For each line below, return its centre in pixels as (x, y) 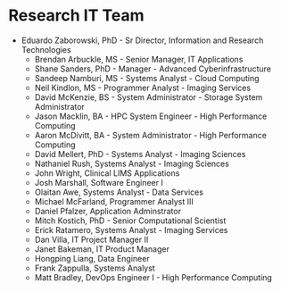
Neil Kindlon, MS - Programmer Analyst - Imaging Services (143, 88)
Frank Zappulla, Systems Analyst (95, 268)
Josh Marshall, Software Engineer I (99, 182)
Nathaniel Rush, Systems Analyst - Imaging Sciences (132, 163)
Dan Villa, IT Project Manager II (91, 239)
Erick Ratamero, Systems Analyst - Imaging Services (131, 229)
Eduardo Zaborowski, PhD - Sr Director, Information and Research (142, 40)
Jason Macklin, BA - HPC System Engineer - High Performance (151, 116)
